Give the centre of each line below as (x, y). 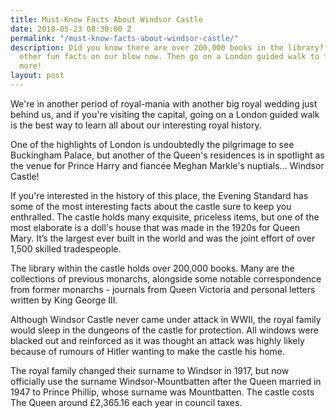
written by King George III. (64, 300)
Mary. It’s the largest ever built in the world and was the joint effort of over (163, 238)
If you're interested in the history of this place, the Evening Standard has (159, 195)
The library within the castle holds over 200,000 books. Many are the (152, 268)
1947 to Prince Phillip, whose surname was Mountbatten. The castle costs (162, 392)
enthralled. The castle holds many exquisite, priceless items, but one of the (165, 217)
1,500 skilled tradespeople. (66, 248)
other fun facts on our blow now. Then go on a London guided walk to (169, 57)
